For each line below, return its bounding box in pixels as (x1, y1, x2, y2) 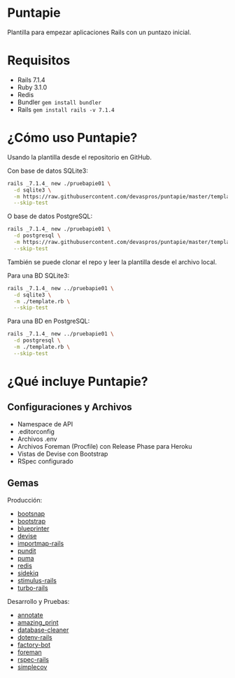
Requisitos (7, 52, 71, 68)
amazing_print (17, 618, 59, 626)
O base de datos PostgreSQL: (7, 212, 93, 221)
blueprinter (17, 524, 50, 533)
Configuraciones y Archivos (7, 401, 133, 413)
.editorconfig (17, 427, 55, 435)
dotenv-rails (17, 633, 52, 641)
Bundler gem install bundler (17, 98, 101, 106)
